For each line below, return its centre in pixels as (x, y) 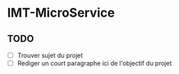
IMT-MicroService (61, 13)
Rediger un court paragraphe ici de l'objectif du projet (94, 64)
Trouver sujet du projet (50, 55)
